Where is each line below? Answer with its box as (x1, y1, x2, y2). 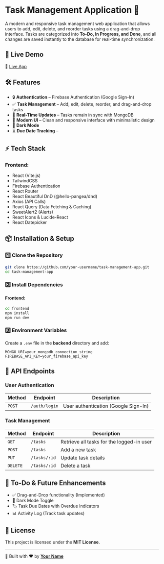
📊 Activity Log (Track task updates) (12, 510, 85, 516)
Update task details (61, 454, 105, 461)
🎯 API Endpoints (5, 367, 55, 375)
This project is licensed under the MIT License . (5, 539, 100, 545)
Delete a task (61, 462, 91, 469)
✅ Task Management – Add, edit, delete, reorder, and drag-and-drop (12, 101, 152, 107)
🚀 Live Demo (5, 50, 44, 59)
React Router (12, 188, 39, 194)
